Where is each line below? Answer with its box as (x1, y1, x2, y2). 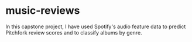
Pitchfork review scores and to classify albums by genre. (5, 29, 143, 36)
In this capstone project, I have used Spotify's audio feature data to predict (5, 23, 186, 30)
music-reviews (5, 4, 80, 17)
